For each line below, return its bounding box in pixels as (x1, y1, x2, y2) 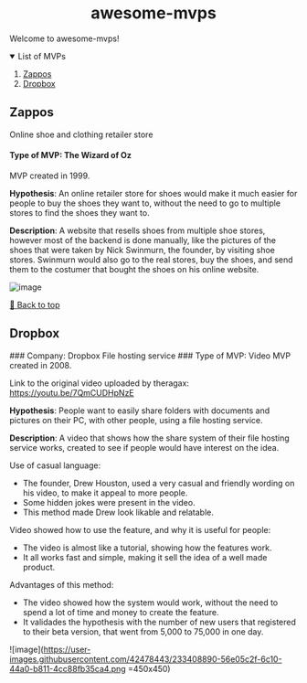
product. (22, 561, 56, 572)
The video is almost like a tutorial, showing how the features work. (22, 542, 272, 553)
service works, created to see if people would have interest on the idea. (9, 442, 280, 453)
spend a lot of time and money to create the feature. (22, 606, 219, 617)
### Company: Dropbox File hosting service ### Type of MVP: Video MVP (9, 350, 291, 361)
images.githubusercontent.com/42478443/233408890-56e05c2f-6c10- (9, 653, 282, 665)
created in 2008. (9, 359, 72, 370)
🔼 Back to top (9, 299, 60, 310)
